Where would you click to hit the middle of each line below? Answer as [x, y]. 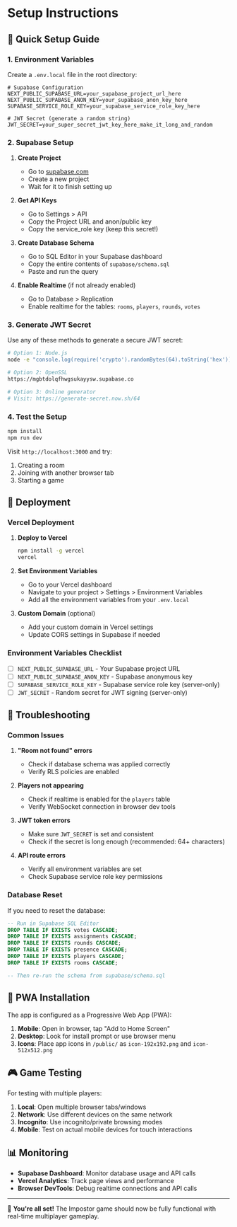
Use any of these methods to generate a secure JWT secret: [95, 340]
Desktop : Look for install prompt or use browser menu [97, 1036]
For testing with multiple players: [55, 1093]
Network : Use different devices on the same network [95, 1114]
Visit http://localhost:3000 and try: [60, 451]
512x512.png [35, 1050]
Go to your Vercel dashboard [70, 584]
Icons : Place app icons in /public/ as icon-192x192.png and [104, 1043]
